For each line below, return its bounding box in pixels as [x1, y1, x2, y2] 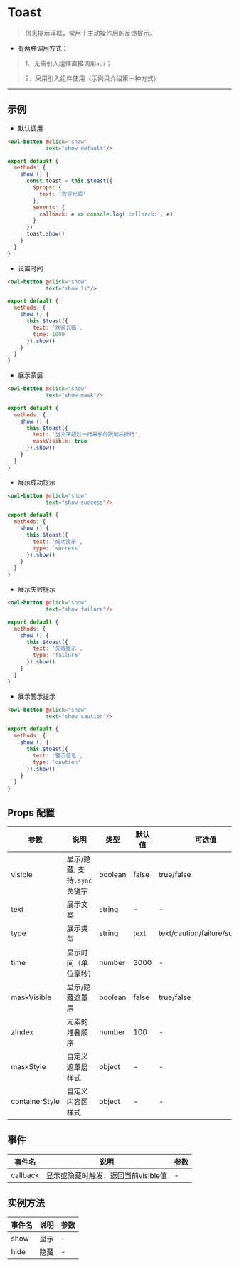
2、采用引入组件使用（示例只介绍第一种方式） [24, 74, 160, 83]
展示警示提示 [17, 692, 55, 700]
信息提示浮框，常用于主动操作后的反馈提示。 [24, 28, 156, 37]
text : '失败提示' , [33, 645, 83, 652]
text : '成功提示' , [33, 538, 83, 545]
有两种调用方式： [17, 43, 68, 52]
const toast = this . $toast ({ [26, 177, 113, 185]
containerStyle [11, 1096, 60, 1106]
